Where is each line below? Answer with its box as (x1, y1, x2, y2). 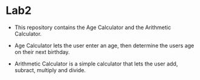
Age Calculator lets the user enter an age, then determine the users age (14, 42, 195, 49)
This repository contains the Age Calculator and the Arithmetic (14, 24, 171, 31)
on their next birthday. (14, 48, 71, 55)
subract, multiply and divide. (14, 66, 86, 73)
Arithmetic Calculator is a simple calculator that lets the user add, (14, 60, 178, 67)
